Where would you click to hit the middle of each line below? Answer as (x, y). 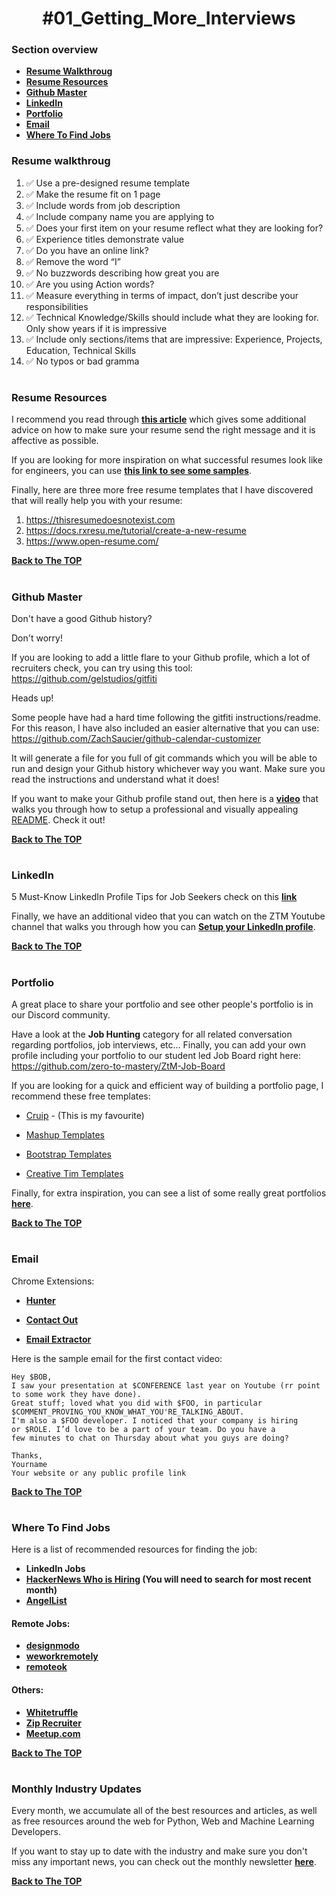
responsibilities (57, 306)
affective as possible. (55, 441)
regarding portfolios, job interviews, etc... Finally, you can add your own (159, 1045)
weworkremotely (62, 1656)
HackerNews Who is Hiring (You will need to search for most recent (168, 1579)
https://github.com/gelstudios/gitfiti (84, 678)
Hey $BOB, (32, 1377)
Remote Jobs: (41, 1623)
